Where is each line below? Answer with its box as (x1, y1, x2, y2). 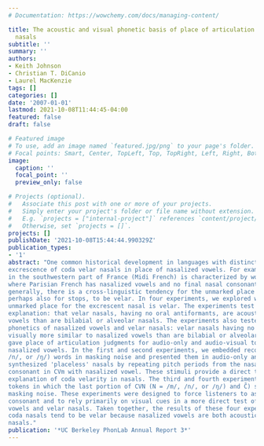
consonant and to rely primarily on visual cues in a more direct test (8, 397, 247, 405)
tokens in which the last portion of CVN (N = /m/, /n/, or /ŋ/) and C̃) (8, 382, 251, 390)
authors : (8, 55, 37, 63)
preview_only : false (15, 178, 82, 187)
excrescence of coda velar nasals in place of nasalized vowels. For (8, 265, 241, 273)
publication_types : (8, 244, 72, 252)
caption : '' (15, 164, 55, 172)
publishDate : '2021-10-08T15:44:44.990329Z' (8, 236, 156, 244)
